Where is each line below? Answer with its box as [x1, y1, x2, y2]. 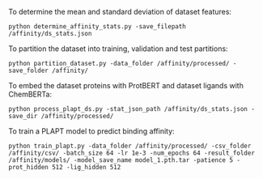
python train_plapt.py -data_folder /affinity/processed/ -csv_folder [8, 142, 252, 150]
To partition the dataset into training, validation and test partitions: [8, 44, 228, 53]
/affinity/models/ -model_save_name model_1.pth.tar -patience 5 [8, 156, 233, 164]
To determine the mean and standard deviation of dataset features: [8, 7, 232, 16]
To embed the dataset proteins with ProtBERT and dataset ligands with [8, 81, 244, 90]
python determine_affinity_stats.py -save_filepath [8, 23, 186, 31]
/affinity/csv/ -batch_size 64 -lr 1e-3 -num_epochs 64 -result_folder [8, 149, 255, 157]
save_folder [8, 66, 49, 75]
